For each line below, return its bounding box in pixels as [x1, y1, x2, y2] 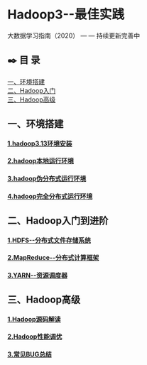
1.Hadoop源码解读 [7, 315, 62, 323]
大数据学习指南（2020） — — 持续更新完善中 [7, 31, 141, 40]
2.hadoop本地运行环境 [7, 157, 75, 165]
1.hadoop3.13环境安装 [7, 139, 72, 148]
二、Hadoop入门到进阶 [7, 214, 109, 227]
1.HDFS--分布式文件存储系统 [7, 236, 91, 244]
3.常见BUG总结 [7, 349, 52, 359]
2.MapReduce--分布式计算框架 [7, 254, 99, 262]
